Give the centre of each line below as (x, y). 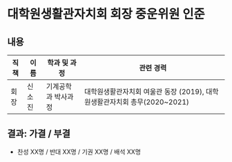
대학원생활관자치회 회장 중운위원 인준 (106, 14)
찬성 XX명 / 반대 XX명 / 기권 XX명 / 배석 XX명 (79, 152)
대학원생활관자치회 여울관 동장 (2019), (144, 92)
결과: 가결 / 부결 (39, 134)
